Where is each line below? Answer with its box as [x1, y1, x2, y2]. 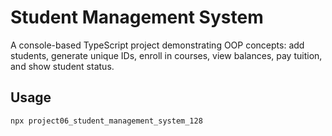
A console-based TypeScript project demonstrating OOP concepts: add [10, 39, 305, 51]
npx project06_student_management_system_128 [10, 116, 203, 126]
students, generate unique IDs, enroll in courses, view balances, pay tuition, [10, 49, 323, 61]
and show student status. [10, 60, 115, 72]
